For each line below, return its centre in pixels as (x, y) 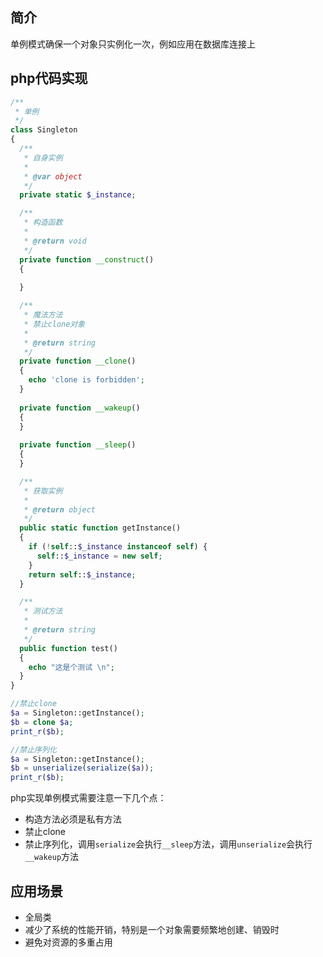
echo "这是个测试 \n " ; (71, 667)
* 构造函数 (43, 223)
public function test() (68, 648)
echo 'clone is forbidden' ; (86, 380)
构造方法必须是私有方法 (73, 819)
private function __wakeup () (80, 408)
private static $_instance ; (78, 195)
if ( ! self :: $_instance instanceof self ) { (118, 547)
